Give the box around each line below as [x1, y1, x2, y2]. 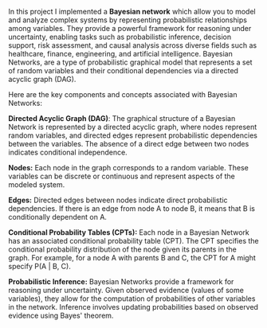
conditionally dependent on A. [8, 213, 108, 221]
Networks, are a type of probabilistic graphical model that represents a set [8, 57, 253, 67]
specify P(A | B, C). [8, 262, 72, 271]
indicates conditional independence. [8, 147, 128, 157]
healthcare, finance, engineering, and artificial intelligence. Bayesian [8, 49, 233, 58]
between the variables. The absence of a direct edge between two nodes [8, 139, 249, 148]
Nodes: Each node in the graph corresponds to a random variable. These [8, 163, 249, 172]
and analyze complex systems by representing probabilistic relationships [8, 15, 247, 25]
